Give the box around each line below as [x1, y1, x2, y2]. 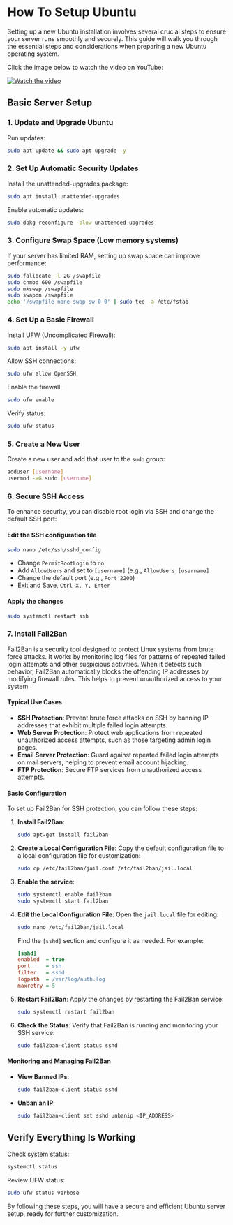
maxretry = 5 [17, 982, 56, 989]
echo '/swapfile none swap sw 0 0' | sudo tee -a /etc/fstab [7, 298, 189, 306]
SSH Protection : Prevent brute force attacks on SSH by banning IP [17, 713, 209, 722]
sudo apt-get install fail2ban [17, 831, 109, 838]
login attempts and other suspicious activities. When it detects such [7, 660, 202, 668]
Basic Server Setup [7, 97, 93, 109]
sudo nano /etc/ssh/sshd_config [7, 546, 101, 554]
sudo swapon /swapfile [7, 292, 73, 299]
